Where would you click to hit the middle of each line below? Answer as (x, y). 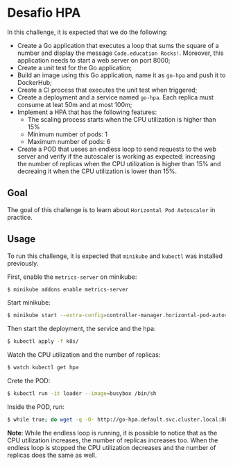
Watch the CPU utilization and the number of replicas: (84, 355)
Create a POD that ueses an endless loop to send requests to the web (116, 149)
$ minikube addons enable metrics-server (68, 289)
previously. (23, 263)
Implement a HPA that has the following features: (87, 112)
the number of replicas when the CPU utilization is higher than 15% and (119, 163)
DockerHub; (34, 82)
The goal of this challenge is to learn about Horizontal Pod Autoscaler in (111, 209)
